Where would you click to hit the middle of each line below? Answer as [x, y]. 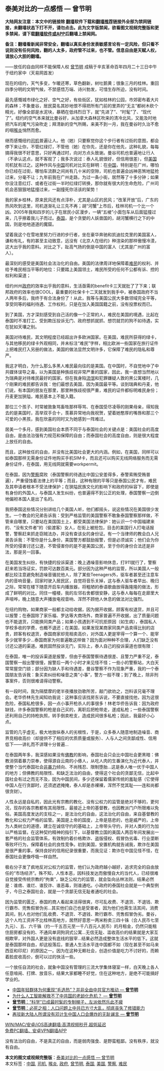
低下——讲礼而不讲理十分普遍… [37, 744]
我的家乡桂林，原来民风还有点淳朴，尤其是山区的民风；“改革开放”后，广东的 [82, 200]
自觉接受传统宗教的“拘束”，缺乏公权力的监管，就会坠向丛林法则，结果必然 [80, 879]
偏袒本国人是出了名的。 [33, 499]
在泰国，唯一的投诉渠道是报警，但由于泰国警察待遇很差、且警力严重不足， [80, 656]
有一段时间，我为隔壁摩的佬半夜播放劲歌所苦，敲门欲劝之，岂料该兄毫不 [78, 691]
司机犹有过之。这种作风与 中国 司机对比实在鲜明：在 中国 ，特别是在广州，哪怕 [82, 165]
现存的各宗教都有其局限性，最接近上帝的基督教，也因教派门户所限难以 [84, 808]
